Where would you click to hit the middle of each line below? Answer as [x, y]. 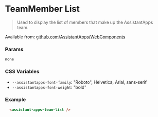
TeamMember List [43, 9]
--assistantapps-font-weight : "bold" [49, 87]
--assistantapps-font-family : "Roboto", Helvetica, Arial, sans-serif [79, 82]
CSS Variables [22, 72]
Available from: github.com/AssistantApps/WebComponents [65, 37]
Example [16, 100]
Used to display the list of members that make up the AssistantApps [85, 22]
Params [14, 49]
